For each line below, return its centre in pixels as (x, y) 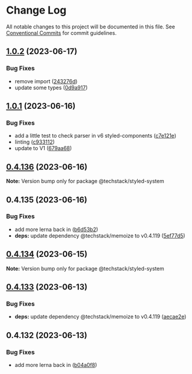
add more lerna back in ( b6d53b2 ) (56, 229)
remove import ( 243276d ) (46, 81)
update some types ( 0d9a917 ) (51, 87)
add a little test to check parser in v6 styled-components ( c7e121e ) (95, 136)
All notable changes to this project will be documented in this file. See (91, 27)
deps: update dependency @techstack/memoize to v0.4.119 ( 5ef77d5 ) (100, 235)
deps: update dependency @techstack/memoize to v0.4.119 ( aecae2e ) (100, 317)
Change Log (36, 10)
